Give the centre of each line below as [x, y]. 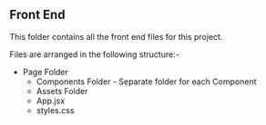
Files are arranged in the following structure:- [94, 54]
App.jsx [51, 101]
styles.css [55, 110]
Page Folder [45, 72]
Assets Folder [62, 91]
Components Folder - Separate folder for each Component [146, 82]
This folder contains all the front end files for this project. [116, 36]
